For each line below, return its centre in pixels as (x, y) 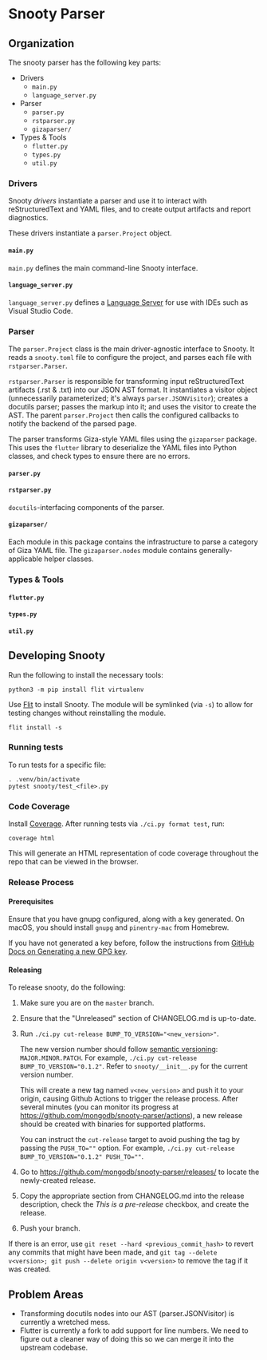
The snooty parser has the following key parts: (85, 62)
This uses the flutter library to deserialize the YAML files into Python (123, 447)
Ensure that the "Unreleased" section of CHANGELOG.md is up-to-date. (138, 1018)
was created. (30, 1269)
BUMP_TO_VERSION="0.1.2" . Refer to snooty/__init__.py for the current (134, 1066)
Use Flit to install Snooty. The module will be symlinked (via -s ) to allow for (131, 704)
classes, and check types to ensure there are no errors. (99, 456)
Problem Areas (46, 1294)
